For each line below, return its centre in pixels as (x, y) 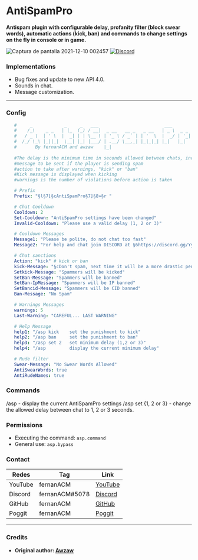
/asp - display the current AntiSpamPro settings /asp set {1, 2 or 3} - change (99, 403)
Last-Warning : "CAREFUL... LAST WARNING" (65, 315)
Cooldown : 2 (29, 212)
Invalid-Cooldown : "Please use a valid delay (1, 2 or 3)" (88, 223)
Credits (17, 538)
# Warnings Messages (39, 305)
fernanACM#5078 (65, 494)
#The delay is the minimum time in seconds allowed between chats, (98, 158)
